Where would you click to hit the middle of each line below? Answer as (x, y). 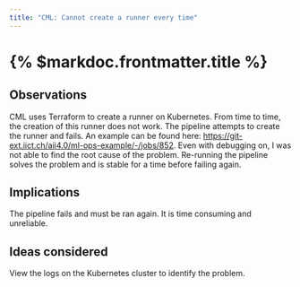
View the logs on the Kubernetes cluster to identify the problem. (127, 274)
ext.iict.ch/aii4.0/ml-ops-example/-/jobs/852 (92, 145)
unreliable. (29, 223)
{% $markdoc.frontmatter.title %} (139, 61)
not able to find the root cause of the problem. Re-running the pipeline (139, 154)
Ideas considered (59, 252)
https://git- (223, 135)
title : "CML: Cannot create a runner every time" (104, 17)
